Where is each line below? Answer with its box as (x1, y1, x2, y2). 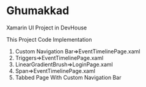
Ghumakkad (6, 4, 70, 18)
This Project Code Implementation (6, 36, 92, 43)
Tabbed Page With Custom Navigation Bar (15, 74, 122, 81)
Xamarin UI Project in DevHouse (6, 24, 87, 31)
